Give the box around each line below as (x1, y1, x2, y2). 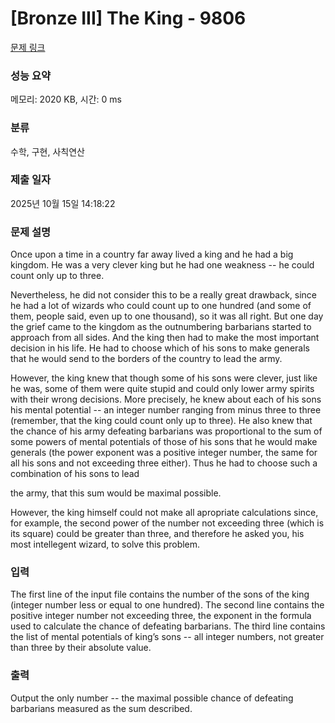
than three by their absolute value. (10, 642, 152, 654)
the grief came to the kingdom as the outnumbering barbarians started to (10, 321, 312, 333)
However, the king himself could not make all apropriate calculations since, (10, 507, 319, 519)
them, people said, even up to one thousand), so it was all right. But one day (10, 310, 324, 322)
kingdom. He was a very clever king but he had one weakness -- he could (10, 259, 315, 271)
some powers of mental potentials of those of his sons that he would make (10, 436, 318, 448)
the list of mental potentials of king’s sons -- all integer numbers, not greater (10, 631, 325, 643)
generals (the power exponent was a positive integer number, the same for (10, 447, 318, 459)
